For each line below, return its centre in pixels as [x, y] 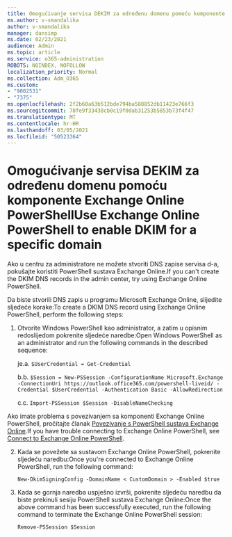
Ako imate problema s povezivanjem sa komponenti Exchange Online [106, 416]
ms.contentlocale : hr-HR [43, 123]
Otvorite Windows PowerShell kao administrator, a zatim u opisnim [112, 328]
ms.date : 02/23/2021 [37, 40]
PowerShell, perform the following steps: [65, 314]
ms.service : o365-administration [56, 59]
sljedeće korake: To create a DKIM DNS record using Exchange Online [107, 307]
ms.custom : [23, 85]
